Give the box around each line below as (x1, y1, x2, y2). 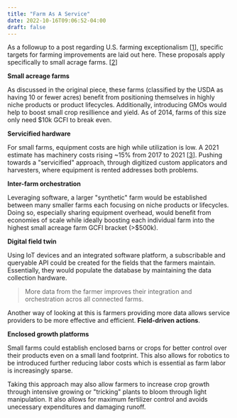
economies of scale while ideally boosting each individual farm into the (7, 216, 215, 224)
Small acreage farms (7, 72, 70, 80)
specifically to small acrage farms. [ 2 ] (7, 58, 118, 67)
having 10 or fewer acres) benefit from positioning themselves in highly (7, 93, 215, 101)
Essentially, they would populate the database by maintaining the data (7, 266, 211, 275)
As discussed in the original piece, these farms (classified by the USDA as (7, 86, 224, 94)
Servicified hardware (7, 129, 71, 138)
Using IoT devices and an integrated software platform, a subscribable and (7, 251, 226, 260)
